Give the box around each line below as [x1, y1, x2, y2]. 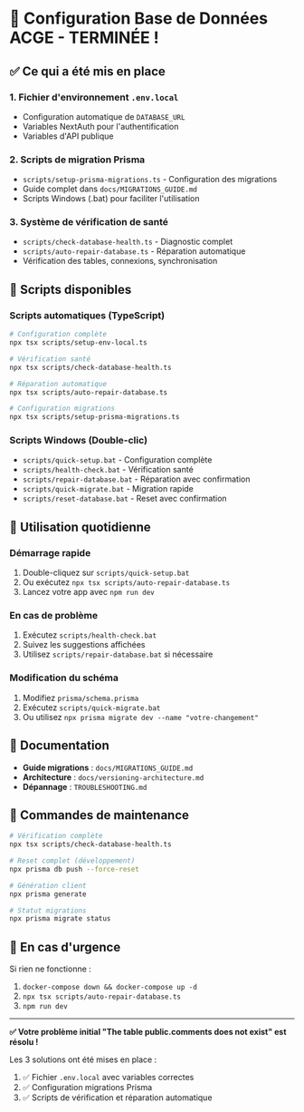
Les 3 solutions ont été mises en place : [9, 1054, 157, 1065]
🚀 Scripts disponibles [9, 281, 132, 298]
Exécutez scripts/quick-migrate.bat [22, 702, 161, 713]
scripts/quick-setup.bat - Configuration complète [22, 454, 213, 465]
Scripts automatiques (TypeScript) [9, 308, 166, 321]
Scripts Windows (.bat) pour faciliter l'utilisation [22, 193, 200, 204]
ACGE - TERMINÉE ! [9, 27, 160, 48]
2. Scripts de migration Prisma [9, 153, 146, 166]
